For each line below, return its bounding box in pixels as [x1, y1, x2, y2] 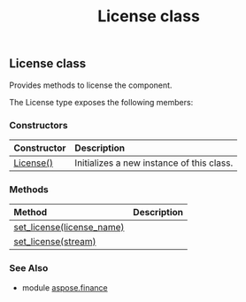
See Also [9, 262, 49, 275]
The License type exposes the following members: [9, 97, 194, 107]
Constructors [9, 119, 68, 131]
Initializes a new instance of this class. [74, 157, 234, 169]
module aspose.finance [21, 282, 108, 293]
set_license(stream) [13, 236, 96, 248]
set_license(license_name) [13, 221, 125, 234]
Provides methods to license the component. [9, 80, 173, 90]
